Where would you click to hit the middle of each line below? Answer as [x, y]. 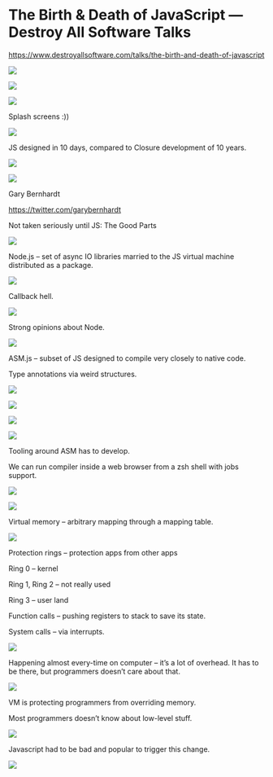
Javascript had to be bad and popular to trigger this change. [109, 749]
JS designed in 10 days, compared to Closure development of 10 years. [128, 147]
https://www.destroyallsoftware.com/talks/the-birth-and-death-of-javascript [136, 55]
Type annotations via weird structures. [73, 374]
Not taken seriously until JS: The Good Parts [82, 225]
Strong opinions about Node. [57, 327]
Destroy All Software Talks [100, 32]
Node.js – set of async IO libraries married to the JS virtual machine [121, 256]
